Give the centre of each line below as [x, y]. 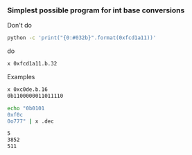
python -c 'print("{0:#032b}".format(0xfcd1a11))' [82, 38]
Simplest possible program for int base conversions [96, 10]
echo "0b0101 [26, 108]
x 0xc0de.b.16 [28, 90]
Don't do [20, 25]
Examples [21, 77]
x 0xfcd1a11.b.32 [32, 64]
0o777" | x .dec [30, 121]
